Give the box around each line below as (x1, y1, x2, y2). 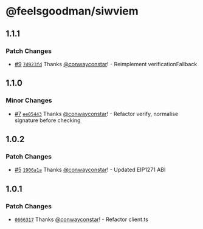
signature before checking (14, 117, 81, 124)
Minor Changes (5, 96, 52, 104)
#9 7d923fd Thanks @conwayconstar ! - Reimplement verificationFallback (14, 60, 198, 67)
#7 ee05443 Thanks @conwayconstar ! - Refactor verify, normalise (14, 110, 179, 117)
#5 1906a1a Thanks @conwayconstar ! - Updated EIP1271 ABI (14, 166, 166, 174)
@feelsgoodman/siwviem (5, 4, 139, 18)
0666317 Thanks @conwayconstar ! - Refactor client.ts (14, 216, 148, 223)
